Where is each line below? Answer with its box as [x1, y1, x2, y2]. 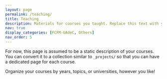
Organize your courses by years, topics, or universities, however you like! [5, 68, 156, 74]
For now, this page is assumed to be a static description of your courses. [5, 48, 154, 54]
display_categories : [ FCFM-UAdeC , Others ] [5, 30, 94, 35]
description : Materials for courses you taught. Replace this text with [5, 21, 159, 26]
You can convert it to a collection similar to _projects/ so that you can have [5, 53, 160, 59]
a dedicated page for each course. [5, 59, 76, 65]
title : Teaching [5, 16, 39, 21]
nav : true [5, 26, 26, 31]
